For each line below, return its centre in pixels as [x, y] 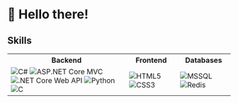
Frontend [151, 60]
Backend [67, 60]
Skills [19, 41]
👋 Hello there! [48, 14]
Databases [204, 60]
